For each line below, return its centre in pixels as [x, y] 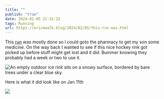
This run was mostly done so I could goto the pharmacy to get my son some [82, 42]
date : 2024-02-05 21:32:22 [33, 19]
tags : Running [20, 23]
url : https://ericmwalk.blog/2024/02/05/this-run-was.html [67, 28]
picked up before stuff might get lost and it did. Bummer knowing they [76, 53]
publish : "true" [22, 14]
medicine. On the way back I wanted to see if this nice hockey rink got [76, 47]
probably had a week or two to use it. [43, 58]
